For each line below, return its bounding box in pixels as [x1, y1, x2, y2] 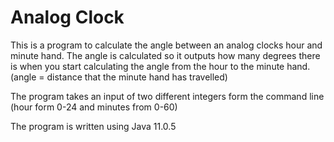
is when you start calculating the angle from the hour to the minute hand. [10, 60, 311, 72]
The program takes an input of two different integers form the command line [10, 90, 325, 102]
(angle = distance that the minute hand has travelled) [10, 71, 228, 83]
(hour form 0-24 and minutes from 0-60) [10, 101, 178, 113]
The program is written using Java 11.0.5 [10, 120, 177, 132]
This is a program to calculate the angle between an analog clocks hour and [10, 39, 323, 51]
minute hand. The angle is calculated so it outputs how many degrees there [10, 49, 321, 61]
